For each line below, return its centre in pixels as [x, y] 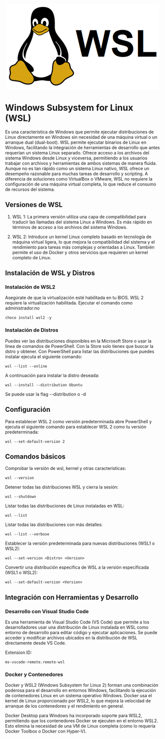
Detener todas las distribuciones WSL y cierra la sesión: [62, 487]
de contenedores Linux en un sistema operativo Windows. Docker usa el [79, 696]
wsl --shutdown [21, 497]
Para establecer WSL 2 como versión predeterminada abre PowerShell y [78, 421]
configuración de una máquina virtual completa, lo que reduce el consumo [81, 184]
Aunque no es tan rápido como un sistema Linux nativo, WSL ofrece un [77, 168]
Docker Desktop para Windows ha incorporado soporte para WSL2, [74, 716]
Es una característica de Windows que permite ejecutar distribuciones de [80, 132]
